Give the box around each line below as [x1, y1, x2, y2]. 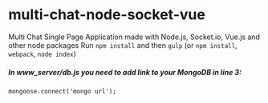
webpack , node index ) [8, 49, 76, 58]
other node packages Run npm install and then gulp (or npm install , [8, 40, 238, 50]
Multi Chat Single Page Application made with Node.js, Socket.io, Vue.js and [8, 32, 261, 42]
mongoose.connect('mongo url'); [8, 87, 116, 95]
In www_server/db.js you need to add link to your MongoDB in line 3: [8, 67, 242, 77]
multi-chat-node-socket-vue [8, 6, 206, 24]
